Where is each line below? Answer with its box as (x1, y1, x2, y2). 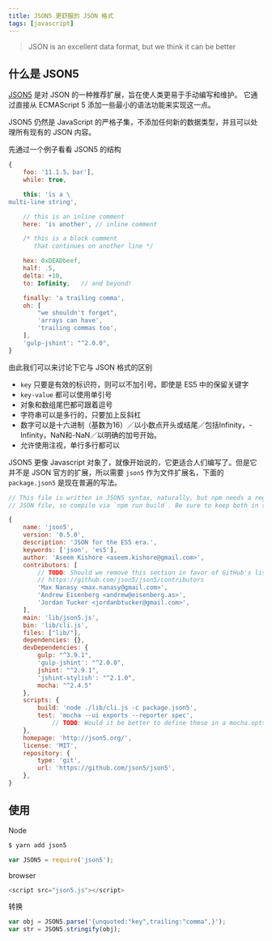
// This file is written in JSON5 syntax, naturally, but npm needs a (8, 494, 252, 502)
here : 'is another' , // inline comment (23, 220, 158, 228)
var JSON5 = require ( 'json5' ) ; (8, 855, 114, 864)
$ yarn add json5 (8, 841, 67, 850)
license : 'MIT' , (23, 741, 79, 749)
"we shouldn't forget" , (37, 309, 117, 317)
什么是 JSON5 (8, 66, 79, 81)
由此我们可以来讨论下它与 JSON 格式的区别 (8, 362, 153, 372)
